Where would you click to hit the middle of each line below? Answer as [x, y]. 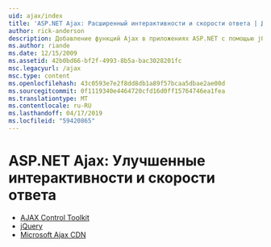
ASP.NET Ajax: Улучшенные [107, 161]
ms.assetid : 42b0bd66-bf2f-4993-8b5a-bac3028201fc [95, 61]
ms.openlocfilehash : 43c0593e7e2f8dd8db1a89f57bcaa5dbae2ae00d [117, 83]
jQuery [31, 226]
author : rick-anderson [46, 31]
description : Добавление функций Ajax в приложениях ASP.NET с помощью [131, 38]
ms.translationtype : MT [48, 98]
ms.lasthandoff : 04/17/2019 [56, 114]
